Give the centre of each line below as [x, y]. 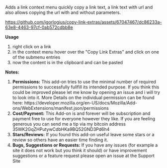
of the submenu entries [36, 57]
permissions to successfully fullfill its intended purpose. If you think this [86, 87]
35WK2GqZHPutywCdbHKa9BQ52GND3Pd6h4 [61, 129]
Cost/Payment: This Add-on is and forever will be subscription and [81, 113]
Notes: [12, 72]
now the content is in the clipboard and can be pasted [68, 62]
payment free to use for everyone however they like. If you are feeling [84, 119]
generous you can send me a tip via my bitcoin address [69, 124]
